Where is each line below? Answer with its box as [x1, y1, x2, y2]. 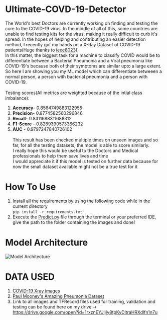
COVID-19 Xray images [12, 288, 60, 294]
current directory [12, 203, 48, 209]
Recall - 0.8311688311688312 [12, 115, 72, 121]
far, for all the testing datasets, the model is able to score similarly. [12, 142, 149, 148]
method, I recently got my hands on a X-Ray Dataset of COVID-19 [5, 41, 140, 47]
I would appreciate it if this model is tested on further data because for [12, 158, 158, 164]
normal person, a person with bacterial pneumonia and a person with [5, 73, 148, 79]
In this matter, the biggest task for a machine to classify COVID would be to [5, 52, 160, 58]
